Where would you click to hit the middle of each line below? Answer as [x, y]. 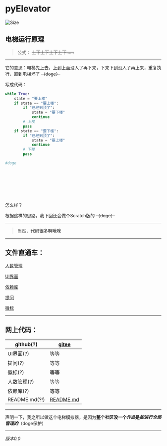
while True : [17, 94]
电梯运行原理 [25, 40]
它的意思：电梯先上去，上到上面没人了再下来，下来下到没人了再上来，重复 [81, 67]
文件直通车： [25, 253]
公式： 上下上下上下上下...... [46, 52]
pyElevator [28, 9]
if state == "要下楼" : [36, 131]
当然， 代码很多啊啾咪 [39, 231]
